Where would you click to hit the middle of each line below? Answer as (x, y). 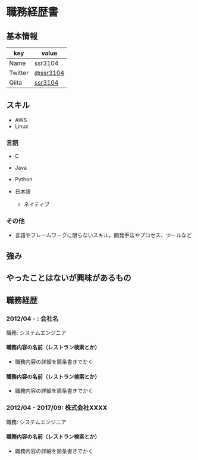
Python (23, 179)
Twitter (19, 73)
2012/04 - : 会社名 (32, 318)
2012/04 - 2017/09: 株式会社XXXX (57, 408)
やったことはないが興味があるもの (69, 278)
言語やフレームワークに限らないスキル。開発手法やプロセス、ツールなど (103, 235)
